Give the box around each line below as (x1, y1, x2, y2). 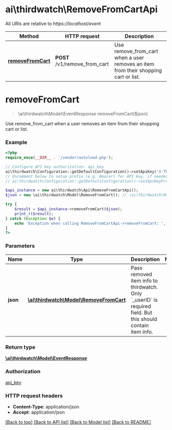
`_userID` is (131, 296, 158, 303)
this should (131, 315, 158, 323)
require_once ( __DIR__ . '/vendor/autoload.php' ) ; (5, 155, 114, 161)
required (131, 303, 152, 310)
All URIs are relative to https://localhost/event (5, 20, 101, 27)
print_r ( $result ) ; (14, 211, 54, 216)
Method (19, 32, 39, 39)
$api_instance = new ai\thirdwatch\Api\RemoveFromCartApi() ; (5, 188, 139, 193)
